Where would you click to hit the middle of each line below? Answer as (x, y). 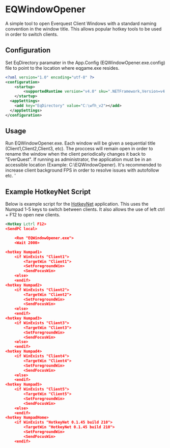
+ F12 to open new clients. (33, 215)
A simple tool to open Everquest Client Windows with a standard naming (81, 23)
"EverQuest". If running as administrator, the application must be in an (78, 159)
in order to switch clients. (32, 34)
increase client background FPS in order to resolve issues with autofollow (82, 170)
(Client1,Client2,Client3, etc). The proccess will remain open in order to (79, 149)
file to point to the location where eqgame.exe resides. (62, 68)
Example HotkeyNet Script (48, 192)
